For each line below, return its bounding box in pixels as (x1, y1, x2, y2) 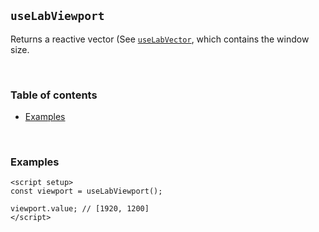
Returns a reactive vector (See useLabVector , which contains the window (10, 33, 310, 45)
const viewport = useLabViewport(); (10, 186, 163, 197)
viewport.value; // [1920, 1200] (10, 204, 150, 214)
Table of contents (10, 88, 98, 102)
